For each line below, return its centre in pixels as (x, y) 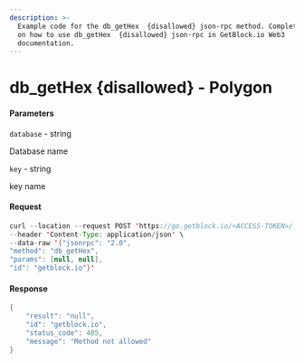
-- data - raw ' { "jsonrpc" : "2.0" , (70, 243)
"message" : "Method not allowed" (89, 341)
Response (28, 288)
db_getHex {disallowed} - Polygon (141, 88)
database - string (41, 133)
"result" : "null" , (60, 316)
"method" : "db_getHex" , (54, 251)
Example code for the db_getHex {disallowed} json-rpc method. (141, 26)
